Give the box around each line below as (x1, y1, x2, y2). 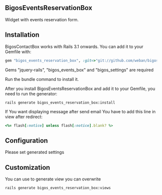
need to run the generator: (5, 90, 58, 96)
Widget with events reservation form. (5, 16, 79, 22)
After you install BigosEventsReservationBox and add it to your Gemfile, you (5, 86, 155, 91)
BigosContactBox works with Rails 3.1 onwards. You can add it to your (5, 44, 144, 49)
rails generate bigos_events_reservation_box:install (5, 100, 116, 105)
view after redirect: (5, 114, 42, 120)
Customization (5, 163, 51, 171)
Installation (5, 31, 40, 39)
